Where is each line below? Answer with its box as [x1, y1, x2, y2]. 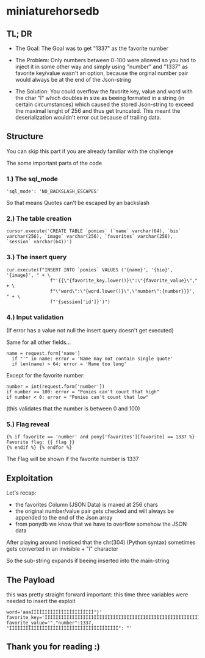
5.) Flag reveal [6, 420, 50, 428]
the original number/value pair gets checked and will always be [15, 507, 174, 515]
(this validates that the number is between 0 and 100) [6, 405, 140, 412]
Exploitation [6, 473, 53, 483]
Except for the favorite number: [6, 372, 85, 379]
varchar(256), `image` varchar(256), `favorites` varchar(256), [6, 234, 173, 240]
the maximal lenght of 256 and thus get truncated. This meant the [15, 107, 181, 114]
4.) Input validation [6, 313, 64, 321]
